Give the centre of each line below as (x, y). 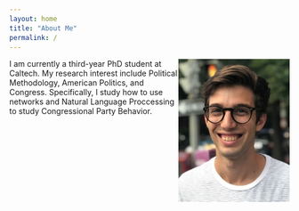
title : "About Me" (43, 28)
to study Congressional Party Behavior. (81, 111)
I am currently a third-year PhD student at (85, 64)
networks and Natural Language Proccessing (92, 101)
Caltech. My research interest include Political (93, 73)
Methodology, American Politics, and (77, 83)
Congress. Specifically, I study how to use (86, 93)
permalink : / (33, 37)
